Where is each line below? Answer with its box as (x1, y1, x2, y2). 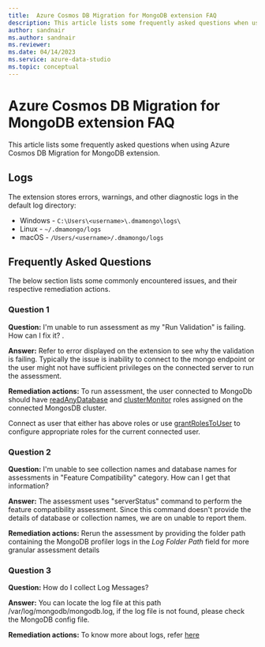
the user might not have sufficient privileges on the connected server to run (8, 362, 254, 372)
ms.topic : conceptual (8, 63, 80, 71)
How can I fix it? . (8, 331, 65, 340)
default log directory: (8, 200, 77, 210)
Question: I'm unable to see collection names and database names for (8, 464, 237, 473)
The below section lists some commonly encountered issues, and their (8, 276, 238, 286)
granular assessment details (8, 545, 100, 555)
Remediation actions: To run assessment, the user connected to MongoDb (8, 386, 252, 395)
